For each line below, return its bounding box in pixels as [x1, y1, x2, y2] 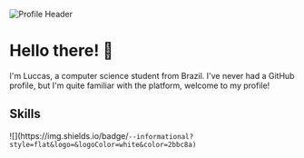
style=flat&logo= [9, 140, 75, 149]
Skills [9, 106, 41, 122]
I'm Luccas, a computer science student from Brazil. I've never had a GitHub [9, 70, 295, 81]
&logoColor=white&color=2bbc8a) [74, 140, 197, 149]
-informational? [132, 132, 194, 141]
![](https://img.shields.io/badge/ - [9, 130, 133, 141]
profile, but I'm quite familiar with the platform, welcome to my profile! [9, 80, 270, 91]
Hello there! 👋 [9, 41, 113, 61]
